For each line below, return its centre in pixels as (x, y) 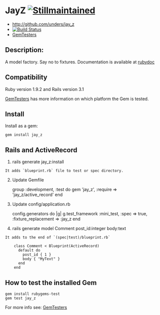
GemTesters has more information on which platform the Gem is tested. (77, 99)
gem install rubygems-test (33, 294)
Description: (24, 50)
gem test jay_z (21, 298)
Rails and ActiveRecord (41, 150)
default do (29, 251)
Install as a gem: (22, 126)
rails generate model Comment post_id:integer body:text (69, 229)
